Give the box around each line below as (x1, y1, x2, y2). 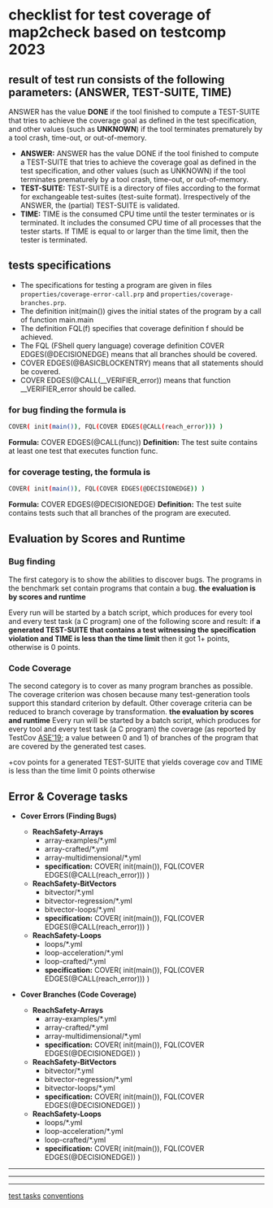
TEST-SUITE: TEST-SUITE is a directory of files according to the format (19, 183, 260, 193)
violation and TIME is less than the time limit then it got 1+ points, (8, 633, 230, 643)
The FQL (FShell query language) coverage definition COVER (19, 340, 225, 351)
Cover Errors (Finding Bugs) (19, 811, 117, 821)
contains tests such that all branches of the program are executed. (8, 508, 232, 518)
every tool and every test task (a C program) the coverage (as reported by (8, 724, 257, 734)
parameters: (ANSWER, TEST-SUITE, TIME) (8, 85, 232, 99)
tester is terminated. (19, 235, 88, 245)
